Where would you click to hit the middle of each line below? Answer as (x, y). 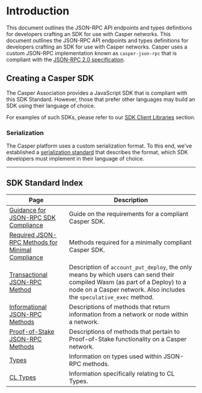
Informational (28, 307)
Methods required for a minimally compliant (130, 242)
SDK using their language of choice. (51, 106)
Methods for (41, 242)
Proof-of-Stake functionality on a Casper (128, 339)
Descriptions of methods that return (119, 307)
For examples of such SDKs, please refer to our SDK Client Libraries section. (101, 117)
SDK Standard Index (44, 183)
